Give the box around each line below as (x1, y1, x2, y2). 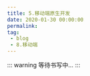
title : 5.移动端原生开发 (7, 9, 70, 17)
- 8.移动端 (10, 41, 38, 48)
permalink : (7, 22, 38, 29)
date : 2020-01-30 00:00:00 (7, 16, 84, 23)
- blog (10, 35, 29, 42)
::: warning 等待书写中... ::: (7, 61, 80, 69)
